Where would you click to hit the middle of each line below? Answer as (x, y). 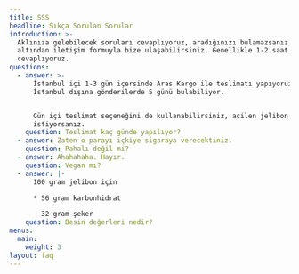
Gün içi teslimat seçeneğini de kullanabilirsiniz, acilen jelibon (161, 116)
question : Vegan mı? (63, 165)
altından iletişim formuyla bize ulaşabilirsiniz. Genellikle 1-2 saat (153, 51)
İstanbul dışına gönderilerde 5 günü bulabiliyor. (129, 92)
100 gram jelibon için (75, 182)
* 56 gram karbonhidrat (77, 198)
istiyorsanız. (59, 124)
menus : (21, 231)
